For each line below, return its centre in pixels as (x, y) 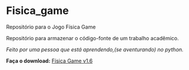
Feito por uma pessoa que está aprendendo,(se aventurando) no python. (95, 49)
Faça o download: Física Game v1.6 (49, 61)
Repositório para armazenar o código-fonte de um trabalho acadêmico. (93, 38)
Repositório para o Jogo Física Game (51, 27)
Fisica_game (37, 11)
